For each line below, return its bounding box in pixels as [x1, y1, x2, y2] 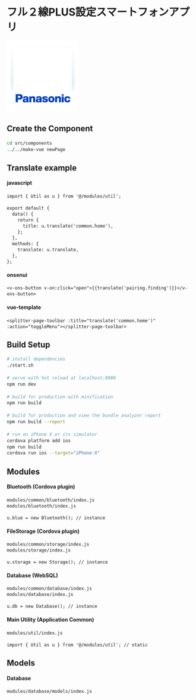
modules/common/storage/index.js [7, 541, 90, 547]
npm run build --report [7, 419, 66, 425]
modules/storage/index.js [7, 547, 71, 553]
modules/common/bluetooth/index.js [7, 497, 95, 503]
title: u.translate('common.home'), [22, 223, 113, 229]
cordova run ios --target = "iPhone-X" [7, 450, 100, 456]
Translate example [7, 163, 77, 173]
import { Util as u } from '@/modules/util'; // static [7, 642, 148, 648]
